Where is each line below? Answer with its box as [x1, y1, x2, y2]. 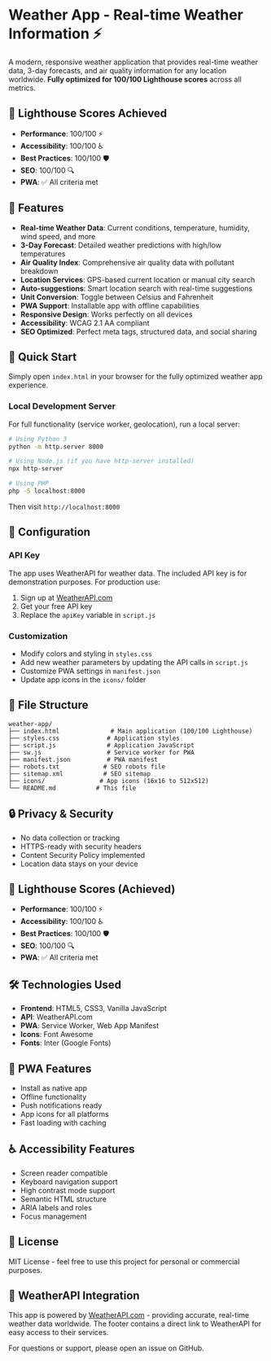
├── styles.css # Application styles [8, 734, 181, 742]
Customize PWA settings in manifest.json [20, 666, 161, 676]
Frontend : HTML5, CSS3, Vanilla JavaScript [20, 1004, 167, 1013]
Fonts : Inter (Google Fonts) [20, 1038, 111, 1048]
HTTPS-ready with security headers [20, 841, 142, 851]
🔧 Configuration [8, 525, 91, 539]
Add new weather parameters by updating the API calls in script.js [20, 657, 248, 667]
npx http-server [8, 465, 63, 473]
